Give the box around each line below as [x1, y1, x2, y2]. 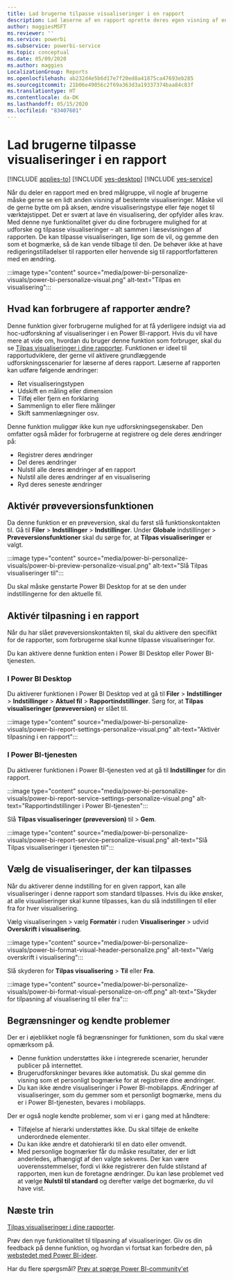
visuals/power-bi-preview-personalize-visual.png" [7, 561, 151, 570]
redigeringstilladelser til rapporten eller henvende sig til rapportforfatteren [7, 247, 218, 256]
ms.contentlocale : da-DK [7, 95, 79, 101]
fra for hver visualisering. [7, 904, 79, 912]
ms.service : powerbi [7, 36, 67, 43]
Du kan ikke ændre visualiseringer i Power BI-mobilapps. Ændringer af [17, 1083, 218, 1092]
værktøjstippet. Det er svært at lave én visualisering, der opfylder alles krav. [7, 210, 224, 219]
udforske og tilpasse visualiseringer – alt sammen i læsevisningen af [7, 225, 202, 233]
